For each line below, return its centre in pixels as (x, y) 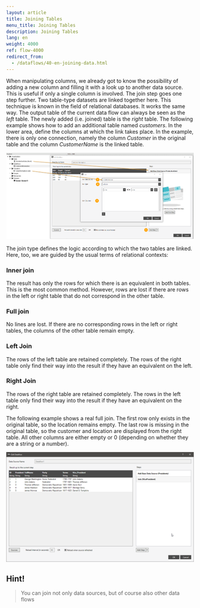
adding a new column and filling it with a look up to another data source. (95, 87)
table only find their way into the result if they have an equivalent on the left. (99, 366)
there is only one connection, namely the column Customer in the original (96, 138)
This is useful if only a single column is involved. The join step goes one (94, 93)
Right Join (21, 381)
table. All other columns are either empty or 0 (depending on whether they (97, 437)
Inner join (20, 270)
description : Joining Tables (42, 32)
